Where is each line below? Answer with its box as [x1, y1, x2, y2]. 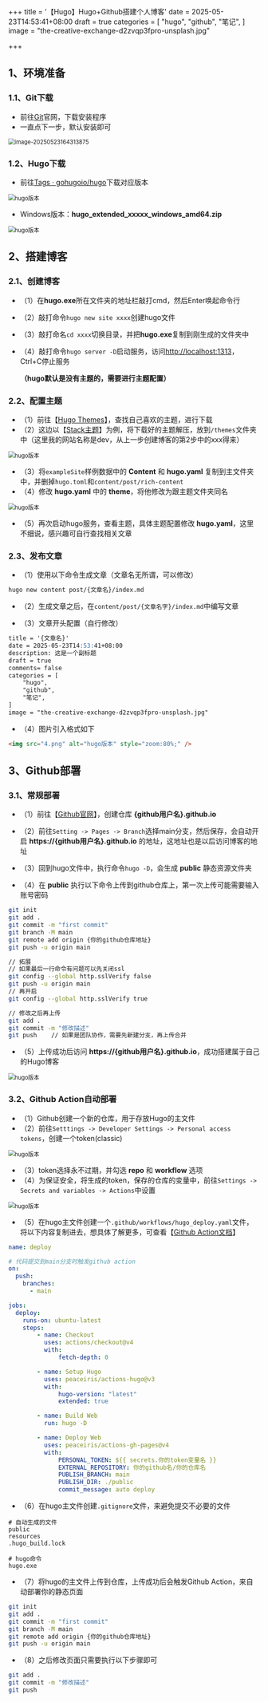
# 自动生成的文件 [8, 1518, 57, 1526]
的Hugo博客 [19, 1056, 60, 1067]
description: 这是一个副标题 [8, 649, 97, 657]
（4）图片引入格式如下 [19, 724, 95, 733]
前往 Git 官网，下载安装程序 [19, 112, 107, 121]
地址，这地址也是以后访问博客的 [145, 836, 251, 846]
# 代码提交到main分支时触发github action [8, 1258, 136, 1266]
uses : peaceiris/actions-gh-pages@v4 [43, 1441, 170, 1449]
